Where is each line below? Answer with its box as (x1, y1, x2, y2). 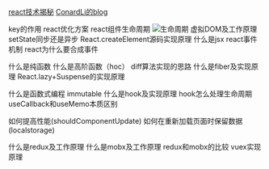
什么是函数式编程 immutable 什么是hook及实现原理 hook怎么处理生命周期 (8, 89, 253, 99)
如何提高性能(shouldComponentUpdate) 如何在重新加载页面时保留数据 (8, 116, 243, 125)
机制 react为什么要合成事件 (8, 44, 99, 54)
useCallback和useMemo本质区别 (8, 99, 119, 108)
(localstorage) (8, 125, 55, 135)
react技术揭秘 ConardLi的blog (8, 7, 108, 16)
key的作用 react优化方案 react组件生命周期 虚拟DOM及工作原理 (8, 24, 257, 34)
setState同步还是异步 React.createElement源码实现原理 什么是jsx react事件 (8, 35, 258, 44)
